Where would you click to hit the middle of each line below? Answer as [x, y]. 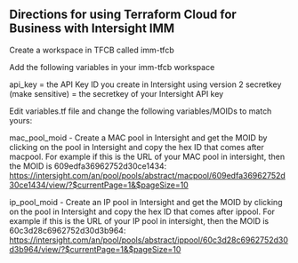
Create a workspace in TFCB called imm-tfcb [92, 50]
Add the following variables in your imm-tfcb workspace [112, 67]
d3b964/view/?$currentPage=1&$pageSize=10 [95, 249]
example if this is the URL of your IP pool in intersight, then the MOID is [139, 220]
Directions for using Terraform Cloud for [123, 15]
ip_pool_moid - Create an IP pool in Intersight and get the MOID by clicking [146, 202]
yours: [21, 120]
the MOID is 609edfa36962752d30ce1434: [88, 166]
